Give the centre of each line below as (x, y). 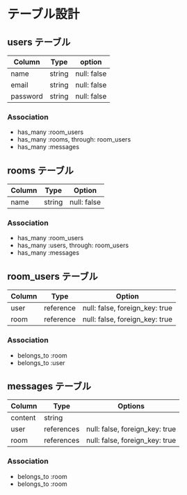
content (23, 418)
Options (131, 406)
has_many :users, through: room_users (73, 245)
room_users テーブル (53, 276)
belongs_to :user (41, 362)
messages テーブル (49, 386)
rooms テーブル (41, 170)
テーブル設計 (43, 14)
